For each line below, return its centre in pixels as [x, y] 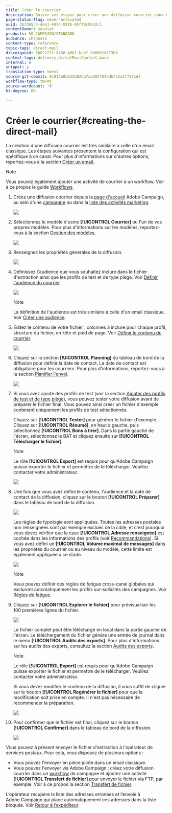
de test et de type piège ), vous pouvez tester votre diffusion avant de [86, 399]
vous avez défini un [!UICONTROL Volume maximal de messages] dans [89, 544]
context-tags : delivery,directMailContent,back [57, 58]
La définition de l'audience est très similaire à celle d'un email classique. [89, 312]
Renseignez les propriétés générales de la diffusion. [68, 252]
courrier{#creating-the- [94, 120]
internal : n [18, 62]
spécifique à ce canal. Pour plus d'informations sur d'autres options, [78, 156]
